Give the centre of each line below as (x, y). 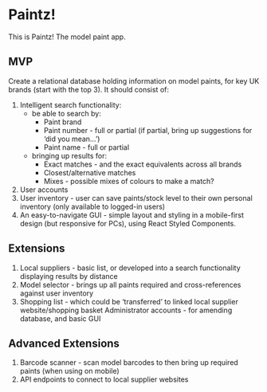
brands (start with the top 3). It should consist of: (89, 89)
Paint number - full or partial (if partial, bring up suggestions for (148, 130)
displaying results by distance (69, 276)
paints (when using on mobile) (69, 371)
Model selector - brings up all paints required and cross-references (130, 284)
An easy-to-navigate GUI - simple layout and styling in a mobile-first (132, 215)
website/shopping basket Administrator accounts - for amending (126, 310)
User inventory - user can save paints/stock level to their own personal (136, 198)
